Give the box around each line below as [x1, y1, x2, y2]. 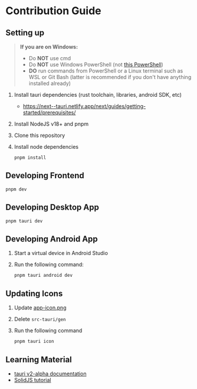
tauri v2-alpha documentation [14, 370, 87, 377]
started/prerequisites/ [22, 109, 76, 116]
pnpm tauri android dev [14, 273, 73, 279]
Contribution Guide [5, 4, 101, 18]
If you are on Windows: [19, 43, 78, 50]
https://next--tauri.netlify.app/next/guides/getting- [22, 103, 146, 110]
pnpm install [14, 155, 47, 161]
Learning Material [5, 354, 72, 364]
